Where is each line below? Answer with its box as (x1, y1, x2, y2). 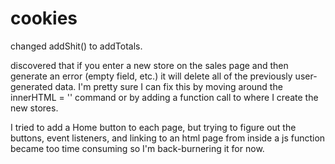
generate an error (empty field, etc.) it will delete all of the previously (10, 70, 293, 82)
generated (10, 80, 53, 92)
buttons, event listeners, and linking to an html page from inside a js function (10, 132, 326, 144)
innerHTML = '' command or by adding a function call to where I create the (10, 91, 319, 103)
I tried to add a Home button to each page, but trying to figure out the (10, 121, 297, 133)
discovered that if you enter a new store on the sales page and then (10, 59, 289, 71)
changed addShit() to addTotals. (10, 40, 143, 52)
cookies (10, 7, 78, 30)
